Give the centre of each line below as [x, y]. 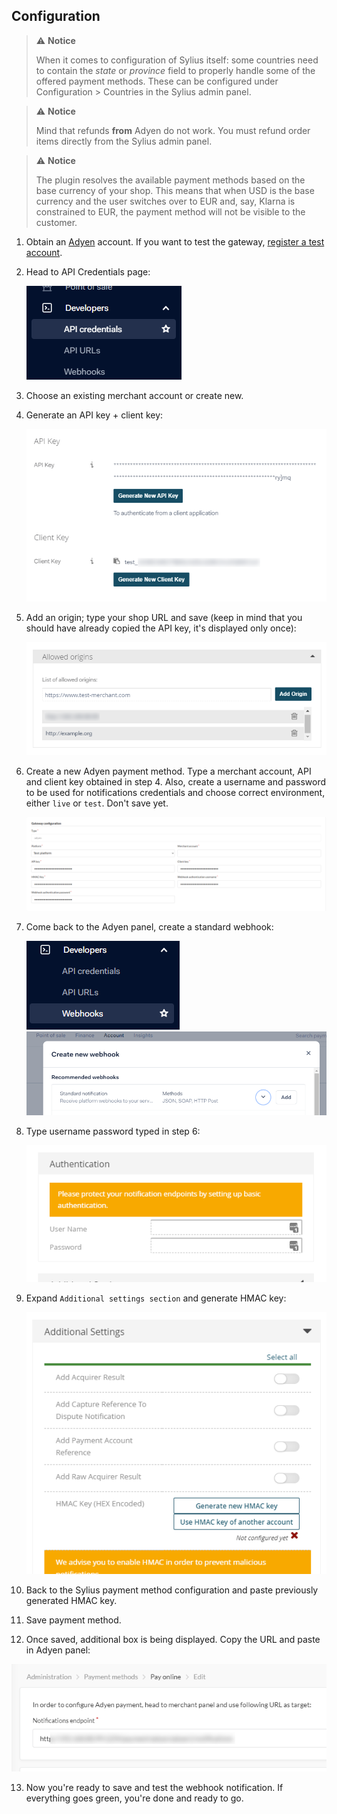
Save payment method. [73, 1620]
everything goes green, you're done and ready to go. [134, 1798]
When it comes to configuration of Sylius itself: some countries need [177, 60]
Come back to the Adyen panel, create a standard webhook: [149, 926]
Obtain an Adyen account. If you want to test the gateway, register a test [175, 241]
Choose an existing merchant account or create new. [134, 395]
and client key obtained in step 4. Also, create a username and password [176, 782]
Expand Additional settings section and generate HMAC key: [156, 1298]
